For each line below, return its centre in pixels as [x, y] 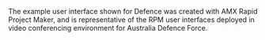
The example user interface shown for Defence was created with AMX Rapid [133, 11]
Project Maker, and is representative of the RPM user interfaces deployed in [132, 20]
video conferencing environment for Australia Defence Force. [108, 28]
